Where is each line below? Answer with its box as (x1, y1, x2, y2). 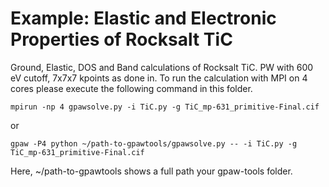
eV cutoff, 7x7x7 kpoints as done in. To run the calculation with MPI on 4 (10, 72, 308, 84)
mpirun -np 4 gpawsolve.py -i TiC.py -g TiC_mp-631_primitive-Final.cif (10, 102, 320, 112)
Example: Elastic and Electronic (10, 7, 277, 30)
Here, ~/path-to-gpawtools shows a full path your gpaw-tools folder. (10, 165, 293, 177)
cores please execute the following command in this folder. (10, 82, 253, 94)
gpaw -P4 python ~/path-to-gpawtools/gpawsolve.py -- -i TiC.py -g (10, 138, 298, 149)
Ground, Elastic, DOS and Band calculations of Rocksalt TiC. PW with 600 (10, 61, 314, 73)
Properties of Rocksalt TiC (10, 28, 233, 51)
